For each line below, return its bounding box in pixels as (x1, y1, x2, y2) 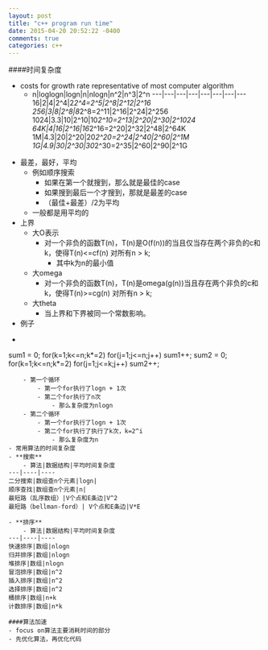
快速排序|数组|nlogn (8, 543, 70, 551)
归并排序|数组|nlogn (8, 551, 70, 560)
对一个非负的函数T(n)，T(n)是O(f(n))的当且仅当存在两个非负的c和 (43, 238, 262, 248)
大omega (31, 268, 63, 278)
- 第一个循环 (23, 376, 60, 384)
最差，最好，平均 (19, 158, 77, 168)
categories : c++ (8, 42, 63, 50)
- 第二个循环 (23, 410, 60, 419)
